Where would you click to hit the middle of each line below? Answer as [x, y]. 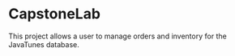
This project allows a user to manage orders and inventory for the [117, 36]
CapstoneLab [55, 14]
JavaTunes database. [44, 44]
